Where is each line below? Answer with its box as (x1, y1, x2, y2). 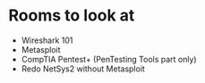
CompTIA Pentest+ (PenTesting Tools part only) (21, 54, 198, 64)
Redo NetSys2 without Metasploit (21, 63, 145, 74)
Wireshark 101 (21, 35, 73, 46)
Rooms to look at (8, 5, 135, 26)
